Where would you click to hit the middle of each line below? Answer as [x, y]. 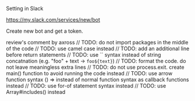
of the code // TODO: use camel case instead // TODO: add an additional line [98, 48]
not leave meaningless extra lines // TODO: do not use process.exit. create [95, 67]
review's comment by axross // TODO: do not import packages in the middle [97, 42]
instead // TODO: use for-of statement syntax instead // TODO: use [86, 86]
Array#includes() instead [36, 92]
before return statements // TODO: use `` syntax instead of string [84, 55]
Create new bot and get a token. [45, 31]
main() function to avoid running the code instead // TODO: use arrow [89, 73]
